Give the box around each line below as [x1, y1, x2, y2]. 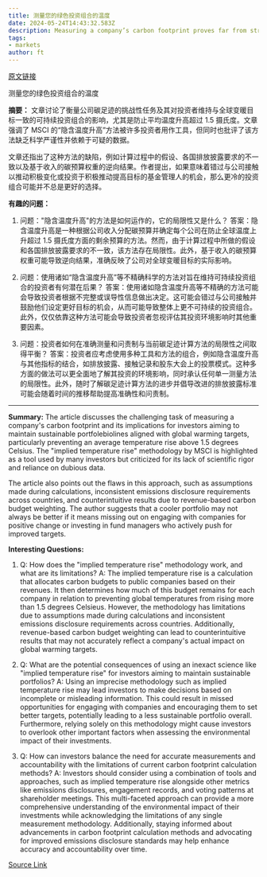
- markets [8, 41, 41, 49]
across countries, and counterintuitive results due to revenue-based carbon [8, 495, 257, 505]
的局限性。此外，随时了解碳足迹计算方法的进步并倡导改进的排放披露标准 [19, 379, 257, 388]
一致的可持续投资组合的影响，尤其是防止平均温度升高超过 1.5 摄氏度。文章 [14, 115, 258, 124]
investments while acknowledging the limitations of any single [19, 811, 222, 820]
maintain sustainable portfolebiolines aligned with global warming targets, [8, 429, 250, 438]
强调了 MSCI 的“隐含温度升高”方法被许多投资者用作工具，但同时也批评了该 [8, 125, 252, 134]
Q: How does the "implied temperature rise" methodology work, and [19, 560, 243, 569]
